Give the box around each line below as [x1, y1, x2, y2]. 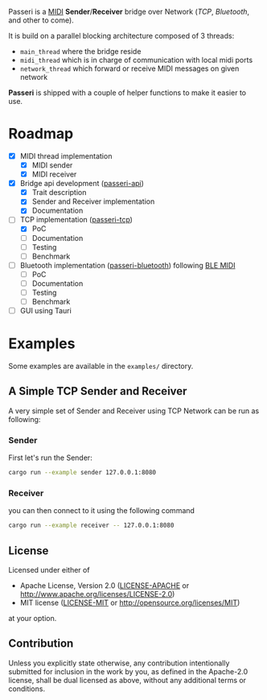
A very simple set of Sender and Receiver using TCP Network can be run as [8, 406, 260, 416]
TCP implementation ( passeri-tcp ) [19, 215, 133, 225]
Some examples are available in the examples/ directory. [8, 362, 194, 371]
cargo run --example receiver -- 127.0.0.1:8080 [8, 521, 175, 530]
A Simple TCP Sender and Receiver [8, 384, 187, 398]
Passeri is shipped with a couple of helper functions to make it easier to [8, 88, 247, 97]
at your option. [8, 613, 57, 623]
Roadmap [8, 125, 74, 143]
